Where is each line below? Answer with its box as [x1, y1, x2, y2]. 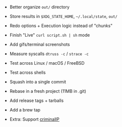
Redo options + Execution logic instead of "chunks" [9, 23, 113, 28]
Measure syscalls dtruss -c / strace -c [9, 51, 89, 56]
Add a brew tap [9, 107, 41, 113]
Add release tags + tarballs [9, 98, 64, 103]
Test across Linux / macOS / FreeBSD [9, 60, 85, 66]
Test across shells [9, 70, 46, 75]
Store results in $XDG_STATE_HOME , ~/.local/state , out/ [9, 14, 118, 19]
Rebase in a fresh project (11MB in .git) [9, 88, 86, 94]
